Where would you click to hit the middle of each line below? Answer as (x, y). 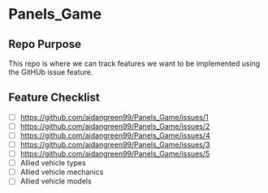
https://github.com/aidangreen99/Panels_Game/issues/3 (115, 144)
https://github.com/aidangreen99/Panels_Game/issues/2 (115, 126)
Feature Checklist (54, 98)
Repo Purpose (45, 44)
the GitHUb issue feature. (51, 72)
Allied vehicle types (53, 163)
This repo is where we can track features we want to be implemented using (134, 63)
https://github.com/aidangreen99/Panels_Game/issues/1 (114, 117)
